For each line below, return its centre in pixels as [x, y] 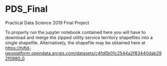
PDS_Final [27, 9]
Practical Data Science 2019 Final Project [47, 23]
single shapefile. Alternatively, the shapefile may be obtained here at [75, 42]
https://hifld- [18, 48]
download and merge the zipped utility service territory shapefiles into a [79, 37]
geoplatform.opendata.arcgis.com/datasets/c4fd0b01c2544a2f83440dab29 [83, 53]
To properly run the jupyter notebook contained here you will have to [75, 32]
